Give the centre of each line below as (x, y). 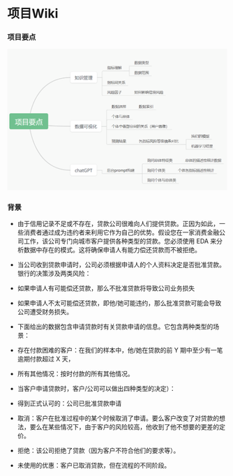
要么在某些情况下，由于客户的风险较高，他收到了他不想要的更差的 (125, 427)
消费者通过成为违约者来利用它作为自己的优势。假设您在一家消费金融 (121, 232)
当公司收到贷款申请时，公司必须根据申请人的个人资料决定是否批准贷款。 (121, 265)
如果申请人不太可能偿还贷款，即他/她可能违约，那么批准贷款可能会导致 (119, 303)
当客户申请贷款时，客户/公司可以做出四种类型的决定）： (96, 389)
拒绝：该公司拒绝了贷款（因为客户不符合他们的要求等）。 (98, 451)
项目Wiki (33, 14)
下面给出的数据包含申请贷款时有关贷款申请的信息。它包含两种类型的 (115, 327)
